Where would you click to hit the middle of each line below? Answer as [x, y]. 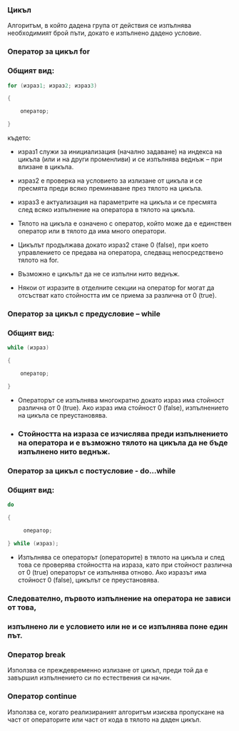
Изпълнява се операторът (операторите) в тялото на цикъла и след [121, 558]
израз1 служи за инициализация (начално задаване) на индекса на [120, 152]
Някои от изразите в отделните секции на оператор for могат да [116, 288]
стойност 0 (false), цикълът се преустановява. [88, 580]
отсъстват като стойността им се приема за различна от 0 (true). [117, 296]
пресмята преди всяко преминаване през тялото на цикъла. [110, 188]
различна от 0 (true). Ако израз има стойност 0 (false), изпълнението [123, 408]
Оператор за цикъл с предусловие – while [84, 313]
